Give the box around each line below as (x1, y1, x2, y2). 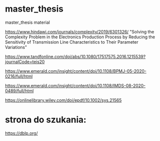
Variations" (5, 44, 28, 50)
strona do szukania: (5, 114, 86, 125)
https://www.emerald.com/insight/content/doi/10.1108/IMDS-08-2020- (5, 82, 146, 88)
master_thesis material (5, 19, 50, 25)
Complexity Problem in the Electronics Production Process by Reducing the (5, 34, 155, 40)
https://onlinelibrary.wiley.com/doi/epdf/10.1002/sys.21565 (5, 97, 122, 103)
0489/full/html (5, 88, 34, 94)
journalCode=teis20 (5, 59, 45, 64)
